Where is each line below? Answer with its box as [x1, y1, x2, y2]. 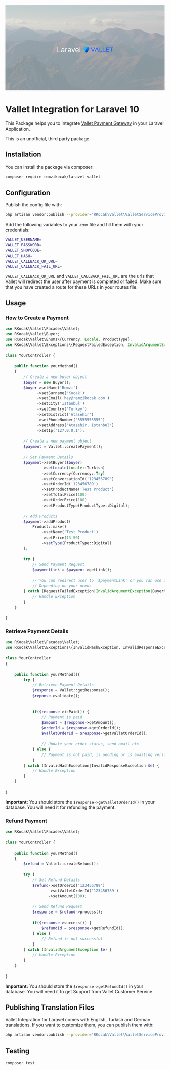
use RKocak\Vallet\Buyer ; [5, 331, 60, 336]
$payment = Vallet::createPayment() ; [23, 444, 103, 449]
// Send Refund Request [32, 904, 82, 909]
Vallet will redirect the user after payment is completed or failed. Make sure [5, 278, 162, 285]
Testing [5, 1047, 30, 1055]
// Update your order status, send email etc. [41, 742, 142, 747]
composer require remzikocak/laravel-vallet [5, 174, 101, 179]
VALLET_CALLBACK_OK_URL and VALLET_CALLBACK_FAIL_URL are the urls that [5, 273, 154, 279]
